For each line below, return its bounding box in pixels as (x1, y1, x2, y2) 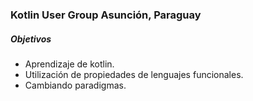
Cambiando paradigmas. (24, 79, 127, 91)
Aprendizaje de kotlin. (24, 58, 115, 70)
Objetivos (10, 33, 52, 45)
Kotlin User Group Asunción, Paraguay (10, 8, 202, 22)
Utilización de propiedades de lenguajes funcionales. (24, 68, 244, 80)
